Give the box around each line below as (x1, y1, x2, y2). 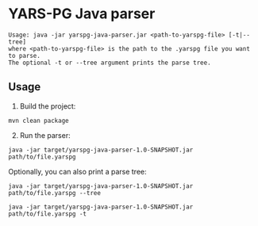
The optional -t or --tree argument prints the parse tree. (8, 59, 212, 67)
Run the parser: (19, 130, 71, 140)
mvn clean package (8, 117, 69, 124)
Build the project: (19, 101, 76, 111)
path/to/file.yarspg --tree (8, 189, 102, 197)
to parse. (8, 52, 41, 59)
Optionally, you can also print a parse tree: (8, 167, 147, 176)
